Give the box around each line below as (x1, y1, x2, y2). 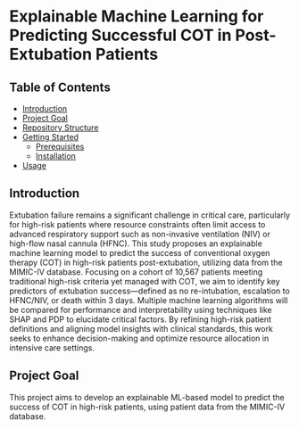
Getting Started (21, 132, 79, 142)
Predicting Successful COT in (9, 25, 232, 45)
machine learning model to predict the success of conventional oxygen (9, 247, 270, 258)
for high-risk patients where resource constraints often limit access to (9, 219, 266, 229)
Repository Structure (21, 122, 99, 133)
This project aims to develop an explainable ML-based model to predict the (9, 392, 285, 402)
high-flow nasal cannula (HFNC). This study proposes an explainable (9, 238, 263, 249)
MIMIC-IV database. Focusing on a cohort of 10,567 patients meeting (9, 266, 263, 277)
